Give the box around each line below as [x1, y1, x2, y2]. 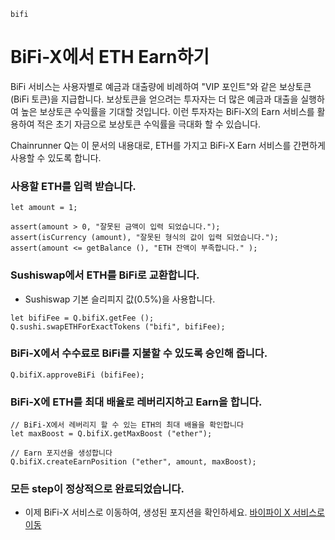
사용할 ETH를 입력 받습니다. [10, 179, 137, 193]
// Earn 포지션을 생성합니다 [10, 448, 113, 459]
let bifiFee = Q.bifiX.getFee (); [10, 313, 155, 323]
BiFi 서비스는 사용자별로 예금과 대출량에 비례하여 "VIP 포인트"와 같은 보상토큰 [10, 80, 312, 92]
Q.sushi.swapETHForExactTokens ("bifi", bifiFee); [10, 321, 226, 332]
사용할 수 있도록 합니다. [10, 151, 102, 164]
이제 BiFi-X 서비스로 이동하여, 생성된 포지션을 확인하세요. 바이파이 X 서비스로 [24, 506, 325, 519]
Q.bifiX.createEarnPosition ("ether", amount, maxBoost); [10, 457, 257, 467]
